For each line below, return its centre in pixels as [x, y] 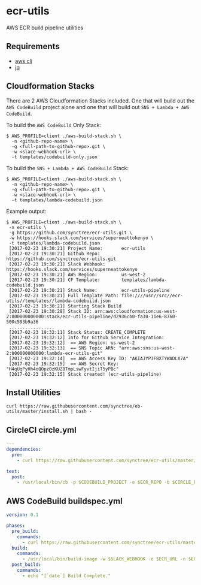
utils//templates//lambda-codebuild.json [59, 301]
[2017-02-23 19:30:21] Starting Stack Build [65, 306]
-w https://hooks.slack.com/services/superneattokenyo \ [81, 238]
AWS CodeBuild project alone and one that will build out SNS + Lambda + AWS [98, 107]
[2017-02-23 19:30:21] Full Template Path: [64, 295]
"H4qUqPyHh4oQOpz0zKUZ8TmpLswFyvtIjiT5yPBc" [63, 369]
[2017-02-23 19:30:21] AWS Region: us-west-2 [77, 275]
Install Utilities [33, 392]
